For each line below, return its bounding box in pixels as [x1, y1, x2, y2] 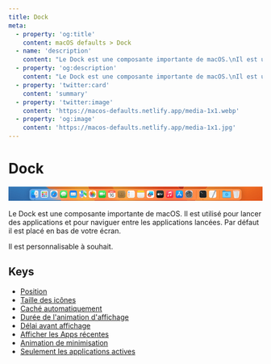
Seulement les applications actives [19, 346, 135, 356]
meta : [8, 21, 27, 30]
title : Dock [8, 13, 48, 21]
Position [19, 287, 48, 296]
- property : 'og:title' [15, 30, 95, 38]
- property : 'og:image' [15, 115, 95, 123]
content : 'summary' [23, 90, 89, 98]
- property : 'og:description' [15, 65, 117, 73]
